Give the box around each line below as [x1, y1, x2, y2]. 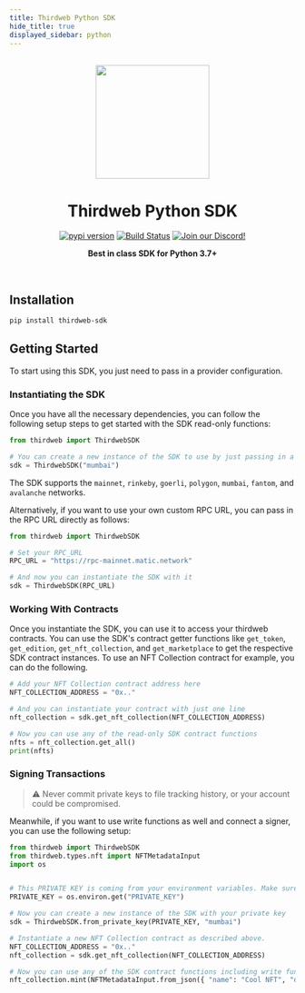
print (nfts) [9, 746, 54, 755]
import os [9, 859, 47, 869]
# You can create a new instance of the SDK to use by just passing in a [9, 452, 295, 462]
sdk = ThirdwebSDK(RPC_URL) [9, 581, 116, 591]
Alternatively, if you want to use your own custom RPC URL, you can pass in [9, 504, 294, 515]
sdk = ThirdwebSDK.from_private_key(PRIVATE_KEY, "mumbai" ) [9, 918, 242, 927]
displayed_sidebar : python [9, 30, 112, 39]
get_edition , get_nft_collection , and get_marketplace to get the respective [9, 642, 293, 654]
